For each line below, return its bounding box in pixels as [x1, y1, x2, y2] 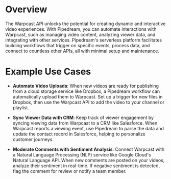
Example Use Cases [5, 66, 91, 77]
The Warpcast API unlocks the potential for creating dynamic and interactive [5, 21, 166, 27]
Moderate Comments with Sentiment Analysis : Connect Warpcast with [12, 146, 165, 152]
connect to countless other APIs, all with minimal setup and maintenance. [5, 48, 160, 54]
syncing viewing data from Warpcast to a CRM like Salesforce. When [12, 120, 158, 126]
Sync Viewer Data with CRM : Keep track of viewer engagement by [12, 114, 154, 121]
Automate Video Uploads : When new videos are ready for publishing [12, 83, 159, 89]
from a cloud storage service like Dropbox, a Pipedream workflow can [12, 88, 160, 94]
